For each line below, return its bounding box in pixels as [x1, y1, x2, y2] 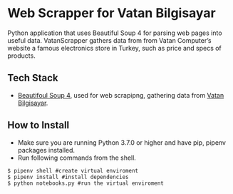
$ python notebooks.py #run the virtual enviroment [7, 180, 164, 187]
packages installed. [17, 145, 76, 154]
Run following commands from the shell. [17, 153, 137, 162]
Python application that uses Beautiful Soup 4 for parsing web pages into [7, 29, 222, 37]
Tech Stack [7, 72, 58, 84]
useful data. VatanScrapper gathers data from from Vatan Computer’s [7, 36, 212, 44]
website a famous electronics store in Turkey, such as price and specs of [7, 44, 222, 52]
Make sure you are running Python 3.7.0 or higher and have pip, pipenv [17, 138, 227, 147]
